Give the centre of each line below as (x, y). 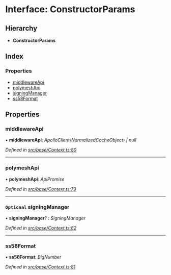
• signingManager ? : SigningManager (45, 218)
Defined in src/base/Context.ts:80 (41, 150)
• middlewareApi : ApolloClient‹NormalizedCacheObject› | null (71, 140)
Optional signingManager (37, 207)
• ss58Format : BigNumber (33, 257)
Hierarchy (21, 28)
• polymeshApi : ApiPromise (35, 179)
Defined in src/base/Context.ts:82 (41, 228)
